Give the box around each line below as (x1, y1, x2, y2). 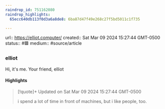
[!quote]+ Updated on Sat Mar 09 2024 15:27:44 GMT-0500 (17, 88, 141, 94)
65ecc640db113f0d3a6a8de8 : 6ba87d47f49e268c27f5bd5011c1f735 (10, 16, 140, 21)
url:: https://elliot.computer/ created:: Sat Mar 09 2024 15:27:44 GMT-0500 (5, 34, 160, 40)
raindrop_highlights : (5, 12, 51, 17)
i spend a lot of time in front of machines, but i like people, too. (17, 98, 147, 104)
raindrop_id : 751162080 (5, 7, 55, 12)
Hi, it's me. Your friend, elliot (5, 66, 64, 72)
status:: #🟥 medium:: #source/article (5, 40, 82, 46)
